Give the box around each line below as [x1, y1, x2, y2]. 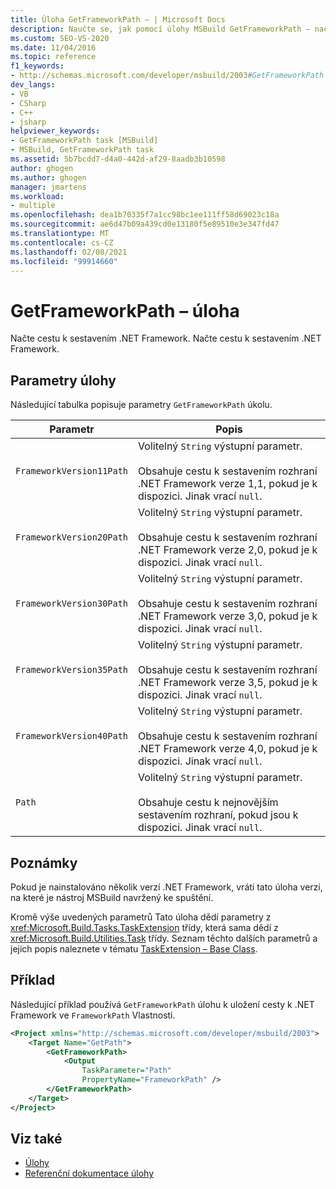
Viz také [10, 1131, 63, 1148]
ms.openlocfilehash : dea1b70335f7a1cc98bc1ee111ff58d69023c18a [10, 210, 280, 220]
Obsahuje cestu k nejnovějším [138, 796, 279, 810]
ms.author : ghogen [10, 172, 87, 183]
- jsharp [10, 117, 47, 127]
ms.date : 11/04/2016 [10, 42, 97, 53]
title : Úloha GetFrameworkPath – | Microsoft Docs [10, 14, 226, 25]
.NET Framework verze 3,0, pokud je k [138, 609, 318, 623]
